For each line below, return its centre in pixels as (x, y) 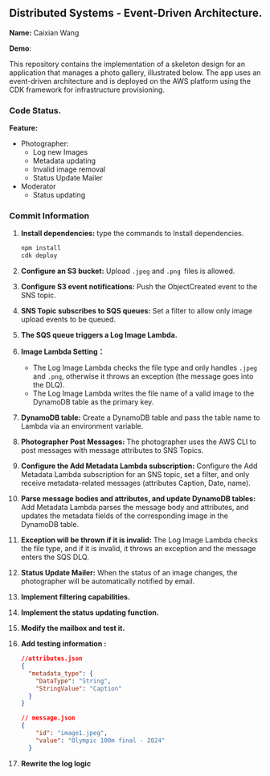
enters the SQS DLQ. (55, 557)
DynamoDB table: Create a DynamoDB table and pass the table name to (140, 417)
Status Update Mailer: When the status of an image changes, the (129, 573)
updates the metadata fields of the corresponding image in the (124, 516)
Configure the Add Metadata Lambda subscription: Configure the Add (139, 466)
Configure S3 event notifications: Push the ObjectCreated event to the (139, 287)
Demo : (20, 48)
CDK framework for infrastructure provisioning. (87, 89)
